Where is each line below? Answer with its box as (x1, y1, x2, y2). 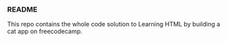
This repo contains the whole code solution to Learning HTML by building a (7, 20, 221, 28)
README (7, 5, 38, 14)
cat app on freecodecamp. (7, 27, 83, 35)
